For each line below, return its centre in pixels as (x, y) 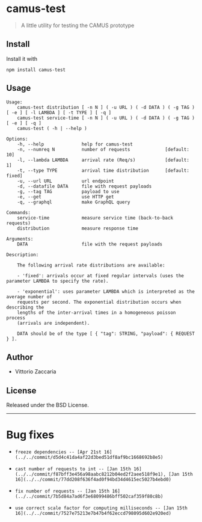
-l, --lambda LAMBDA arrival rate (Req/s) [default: (103, 160)
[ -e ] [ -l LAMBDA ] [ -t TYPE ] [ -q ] (59, 112)
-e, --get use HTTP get (66, 197)
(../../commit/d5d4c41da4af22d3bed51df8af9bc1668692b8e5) (89, 458)
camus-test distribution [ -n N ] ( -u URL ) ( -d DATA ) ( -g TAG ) (106, 107)
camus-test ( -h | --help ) (52, 128)
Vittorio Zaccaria (35, 372)
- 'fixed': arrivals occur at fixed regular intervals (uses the (101, 275)
